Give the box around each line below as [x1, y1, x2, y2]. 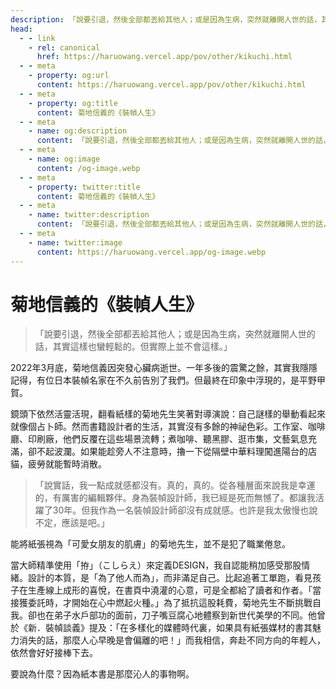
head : [10, 24, 33, 34]
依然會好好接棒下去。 [10, 647, 98, 659]
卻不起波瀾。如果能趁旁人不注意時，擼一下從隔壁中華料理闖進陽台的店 [27, 446, 317, 458]
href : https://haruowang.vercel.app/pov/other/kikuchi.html [36, 52, 293, 62]
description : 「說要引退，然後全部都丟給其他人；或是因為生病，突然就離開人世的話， [10, 14, 322, 25]
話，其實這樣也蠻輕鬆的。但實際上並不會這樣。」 [34, 341, 233, 353]
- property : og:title [28, 98, 118, 108]
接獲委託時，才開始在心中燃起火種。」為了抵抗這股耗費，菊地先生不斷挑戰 [10, 597, 313, 609]
